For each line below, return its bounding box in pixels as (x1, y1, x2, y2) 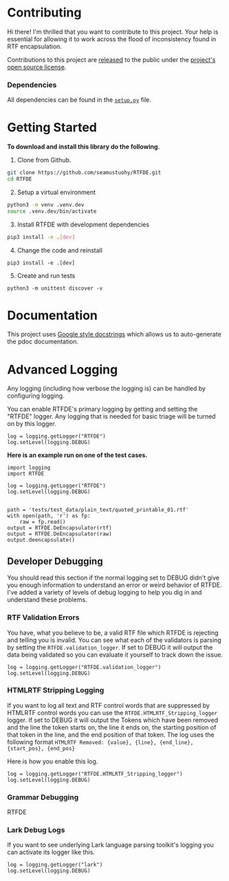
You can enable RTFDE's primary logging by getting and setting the (7, 405, 198, 414)
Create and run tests (17, 271, 76, 279)
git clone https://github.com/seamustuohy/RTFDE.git (7, 169, 162, 176)
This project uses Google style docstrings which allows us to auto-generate (7, 330, 221, 339)
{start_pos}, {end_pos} (7, 745, 76, 752)
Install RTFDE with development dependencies (17, 220, 150, 229)
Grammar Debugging (7, 792, 79, 802)
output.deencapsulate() (7, 537, 76, 544)
